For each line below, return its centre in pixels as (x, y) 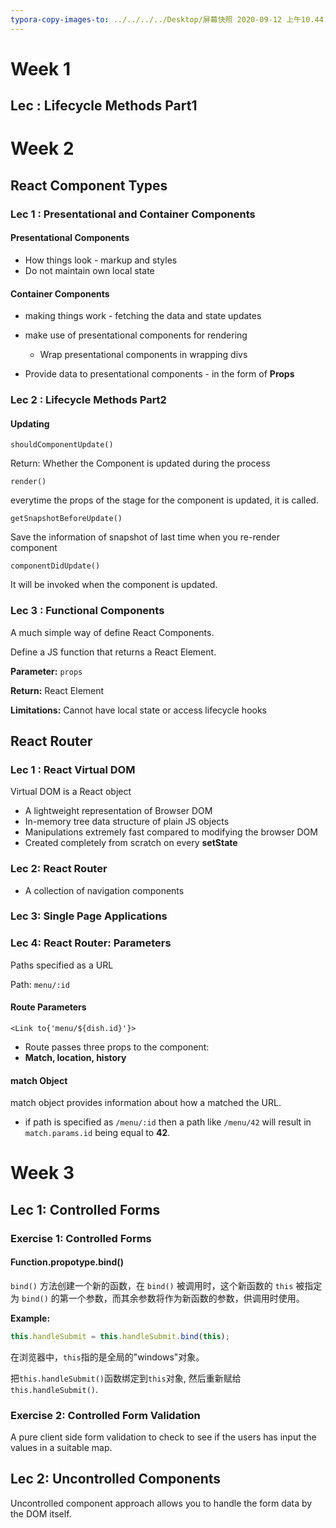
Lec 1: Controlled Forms (85, 1209)
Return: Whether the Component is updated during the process (140, 463)
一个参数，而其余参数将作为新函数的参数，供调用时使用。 (186, 1298)
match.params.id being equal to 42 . (97, 1133)
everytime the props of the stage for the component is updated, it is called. (164, 500)
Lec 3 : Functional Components (87, 611)
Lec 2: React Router (59, 869)
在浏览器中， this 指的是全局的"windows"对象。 (107, 1357)
